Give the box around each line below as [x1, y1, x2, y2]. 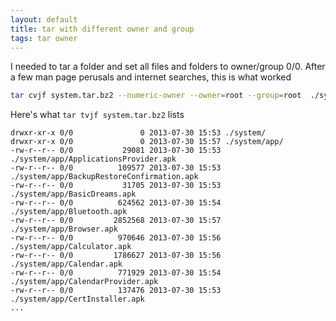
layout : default [10, 14, 78, 25]
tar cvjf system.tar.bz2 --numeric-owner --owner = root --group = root [10, 91, 302, 101]
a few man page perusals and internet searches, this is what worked [10, 71, 292, 83]
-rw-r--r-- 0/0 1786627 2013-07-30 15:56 [10, 251, 222, 261]
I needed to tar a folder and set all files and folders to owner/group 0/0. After [10, 61, 326, 73]
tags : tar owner [10, 33, 78, 43]
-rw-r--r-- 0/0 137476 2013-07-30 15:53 [10, 286, 222, 296]
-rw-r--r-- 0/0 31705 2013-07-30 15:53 [10, 181, 222, 191]
